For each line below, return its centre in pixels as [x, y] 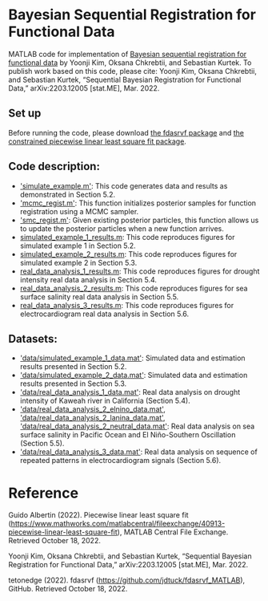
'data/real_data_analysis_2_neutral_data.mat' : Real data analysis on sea [137, 426]
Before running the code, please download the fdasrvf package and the [126, 132]
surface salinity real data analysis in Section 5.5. [99, 296]
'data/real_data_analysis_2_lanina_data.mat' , [92, 418]
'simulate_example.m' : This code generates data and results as [124, 185]
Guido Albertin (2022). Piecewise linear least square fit [99, 515]
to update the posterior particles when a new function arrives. [122, 228]
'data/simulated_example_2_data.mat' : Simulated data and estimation [134, 376]
